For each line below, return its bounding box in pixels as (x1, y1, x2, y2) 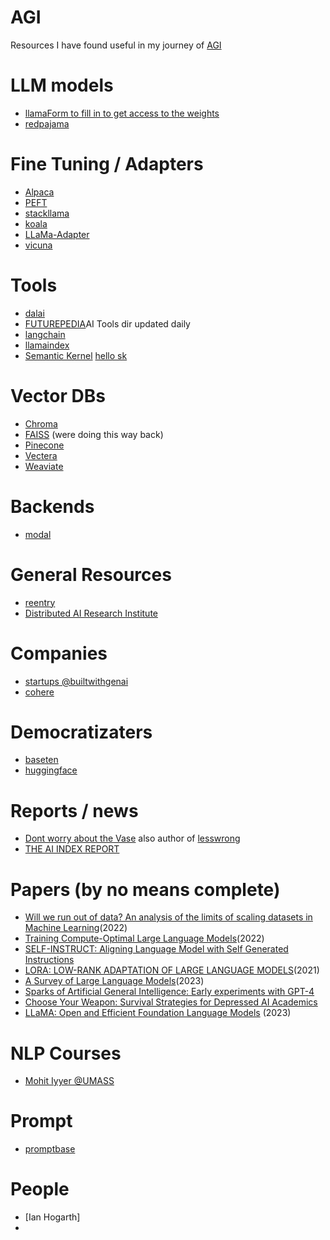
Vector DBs (10, 384, 106, 407)
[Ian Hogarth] (24, 1211, 81, 1223)
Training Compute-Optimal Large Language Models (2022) (24, 932, 265, 945)
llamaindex (24, 339, 70, 351)
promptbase (24, 1143, 76, 1155)
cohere (24, 686, 55, 698)
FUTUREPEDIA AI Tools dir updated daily (24, 317, 191, 330)
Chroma (24, 417, 58, 430)
